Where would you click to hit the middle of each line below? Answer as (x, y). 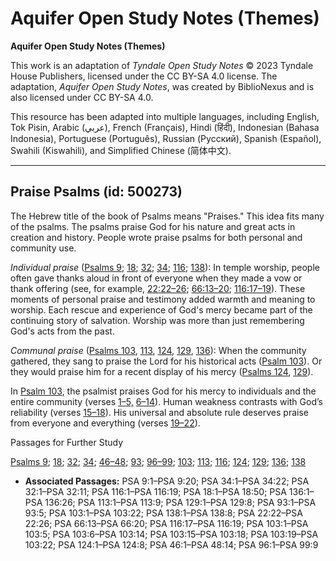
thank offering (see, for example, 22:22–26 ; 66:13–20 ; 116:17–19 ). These (158, 288)
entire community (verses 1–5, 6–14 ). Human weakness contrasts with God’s (166, 401)
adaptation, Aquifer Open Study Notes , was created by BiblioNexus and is (162, 86)
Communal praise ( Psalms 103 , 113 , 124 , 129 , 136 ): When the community (158, 350)
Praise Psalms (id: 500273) (96, 192)
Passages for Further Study (67, 442)
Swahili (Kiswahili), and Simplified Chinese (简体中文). (121, 150)
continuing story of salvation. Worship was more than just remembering (157, 320)
